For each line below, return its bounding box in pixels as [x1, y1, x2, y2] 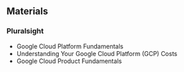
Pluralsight [6, 26, 44, 36]
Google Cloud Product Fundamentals [16, 57, 122, 65]
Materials [6, 6, 48, 17]
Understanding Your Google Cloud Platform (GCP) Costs [16, 49, 178, 57]
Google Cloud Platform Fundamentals [16, 42, 124, 51]
